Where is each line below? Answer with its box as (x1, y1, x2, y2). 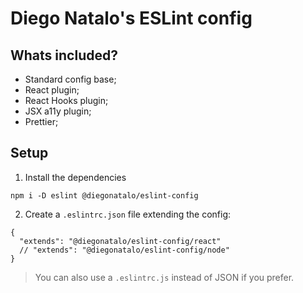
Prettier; (24, 116, 59, 127)
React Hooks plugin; (24, 95, 109, 106)
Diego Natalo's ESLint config (10, 7, 253, 30)
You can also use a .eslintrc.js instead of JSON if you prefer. (34, 271, 295, 283)
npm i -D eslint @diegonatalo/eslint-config (10, 190, 199, 201)
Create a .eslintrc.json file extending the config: (24, 208, 232, 220)
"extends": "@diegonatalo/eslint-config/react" (19, 236, 222, 246)
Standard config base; (24, 73, 117, 85)
